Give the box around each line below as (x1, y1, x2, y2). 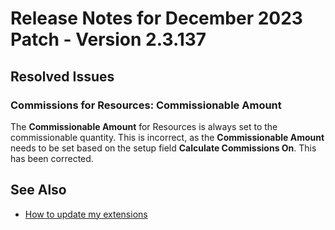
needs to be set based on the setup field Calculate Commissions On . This (10, 142, 317, 154)
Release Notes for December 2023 (10, 7, 303, 30)
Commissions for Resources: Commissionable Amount (10, 98, 282, 112)
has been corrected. (10, 152, 94, 164)
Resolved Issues (10, 68, 115, 85)
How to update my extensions (24, 208, 148, 220)
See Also (10, 182, 67, 199)
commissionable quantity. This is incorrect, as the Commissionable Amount (10, 131, 325, 143)
